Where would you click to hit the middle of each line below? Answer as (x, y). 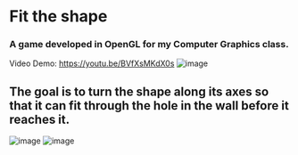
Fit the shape (58, 16)
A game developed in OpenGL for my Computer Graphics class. (149, 45)
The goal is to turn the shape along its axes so (139, 91)
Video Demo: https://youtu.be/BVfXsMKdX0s (92, 63)
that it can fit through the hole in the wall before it (149, 106)
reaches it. (40, 119)
